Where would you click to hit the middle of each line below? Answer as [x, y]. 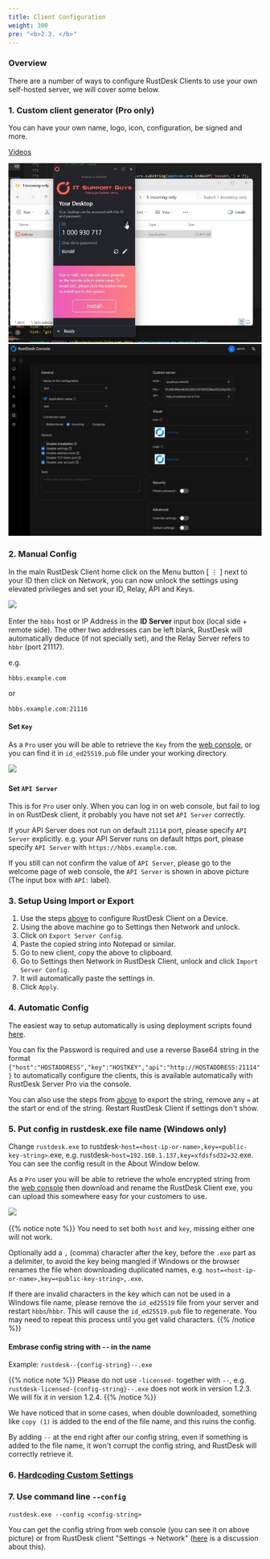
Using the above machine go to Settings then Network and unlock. [130, 927]
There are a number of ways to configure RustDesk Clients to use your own [133, 81]
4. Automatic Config [49, 1008]
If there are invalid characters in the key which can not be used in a [119, 1294]
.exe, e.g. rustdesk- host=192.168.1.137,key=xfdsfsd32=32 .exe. [151, 1155]
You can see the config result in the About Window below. [104, 1163]
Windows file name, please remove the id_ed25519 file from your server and [134, 1303]
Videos [20, 151]
